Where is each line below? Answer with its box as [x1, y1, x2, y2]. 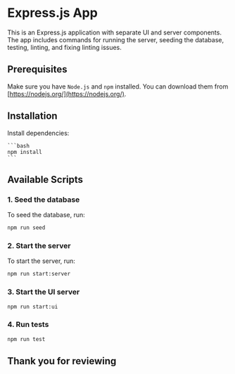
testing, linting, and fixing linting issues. [7, 43, 122, 51]
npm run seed [7, 224, 46, 231]
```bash [7, 142, 30, 149]
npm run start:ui [7, 303, 58, 310]
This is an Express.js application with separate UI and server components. [7, 28, 222, 37]
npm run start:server [7, 271, 71, 278]
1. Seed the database [7, 195, 80, 205]
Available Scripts [7, 174, 83, 186]
